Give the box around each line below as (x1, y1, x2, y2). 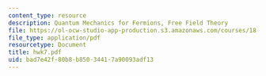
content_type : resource (8, 11, 87, 20)
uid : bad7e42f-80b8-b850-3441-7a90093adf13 (8, 56, 154, 64)
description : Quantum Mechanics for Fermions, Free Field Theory (8, 19, 228, 27)
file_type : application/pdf (8, 33, 101, 42)
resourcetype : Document (8, 41, 87, 49)
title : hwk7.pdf (8, 48, 62, 56)
